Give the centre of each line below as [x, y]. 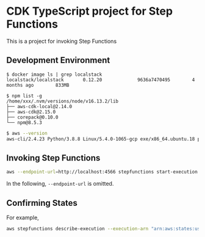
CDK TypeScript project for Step [89, 11]
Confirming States [42, 203]
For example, [23, 217]
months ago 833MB [38, 85]
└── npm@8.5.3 [24, 122]
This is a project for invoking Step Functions [62, 41]
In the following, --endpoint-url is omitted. [60, 184]
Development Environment [58, 60]
